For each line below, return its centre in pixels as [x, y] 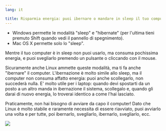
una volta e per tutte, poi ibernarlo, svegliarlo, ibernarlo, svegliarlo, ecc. [78, 114]
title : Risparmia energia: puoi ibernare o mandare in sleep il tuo [77, 19]
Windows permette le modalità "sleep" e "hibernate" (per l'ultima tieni [83, 33]
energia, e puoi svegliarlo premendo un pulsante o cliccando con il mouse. [81, 58]
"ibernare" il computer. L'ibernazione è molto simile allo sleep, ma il [73, 73]
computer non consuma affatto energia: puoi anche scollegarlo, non [74, 78]
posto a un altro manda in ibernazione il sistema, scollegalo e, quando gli [79, 88]
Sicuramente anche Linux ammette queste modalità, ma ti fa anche [73, 68]
